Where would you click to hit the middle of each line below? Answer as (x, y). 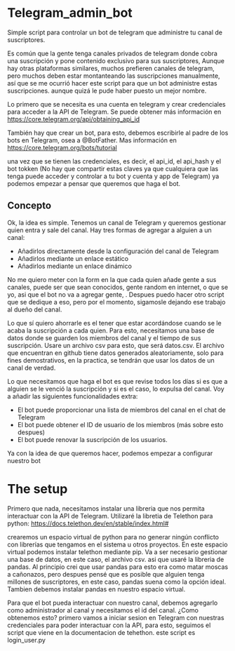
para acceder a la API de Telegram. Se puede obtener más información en (114, 112)
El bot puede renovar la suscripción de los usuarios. (92, 439)
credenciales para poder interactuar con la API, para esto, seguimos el (109, 625)
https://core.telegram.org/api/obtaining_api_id (74, 119)
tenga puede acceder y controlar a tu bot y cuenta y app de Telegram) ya (113, 176)
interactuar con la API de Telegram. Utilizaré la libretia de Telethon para (110, 516)
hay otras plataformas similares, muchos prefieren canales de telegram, (111, 68)
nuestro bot (24, 460)
